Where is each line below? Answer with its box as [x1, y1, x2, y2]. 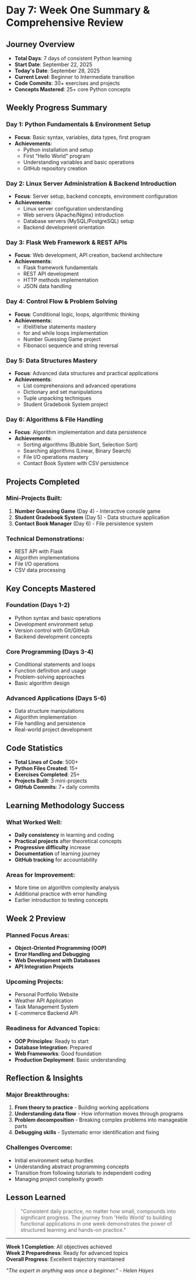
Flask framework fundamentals [23, 264, 98, 271]
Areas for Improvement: [6, 870, 76, 879]
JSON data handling [23, 283, 72, 290]
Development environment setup [14, 620, 93, 627]
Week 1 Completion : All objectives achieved [6, 1243, 112, 1250]
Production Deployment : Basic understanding [14, 1056, 127, 1063]
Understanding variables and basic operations [23, 159, 135, 166]
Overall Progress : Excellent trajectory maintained [6, 1256, 125, 1263]
